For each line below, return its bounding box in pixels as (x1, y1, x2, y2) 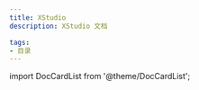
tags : (9, 38, 30, 47)
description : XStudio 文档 (9, 22, 108, 31)
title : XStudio (9, 13, 67, 22)
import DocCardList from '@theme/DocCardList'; (9, 71, 191, 82)
